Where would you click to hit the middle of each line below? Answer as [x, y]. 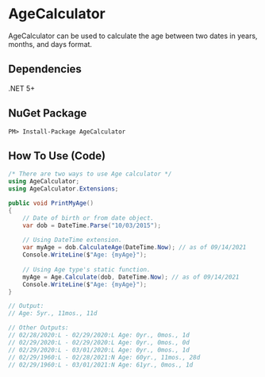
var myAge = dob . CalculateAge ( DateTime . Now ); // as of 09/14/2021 [134, 248]
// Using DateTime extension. [73, 240]
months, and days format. [50, 44]
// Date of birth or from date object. [88, 218]
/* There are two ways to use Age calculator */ [90, 174]
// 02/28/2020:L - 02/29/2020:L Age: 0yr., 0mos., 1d [99, 335]
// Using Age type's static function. [86, 269]
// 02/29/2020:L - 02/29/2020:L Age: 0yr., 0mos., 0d [99, 342]
